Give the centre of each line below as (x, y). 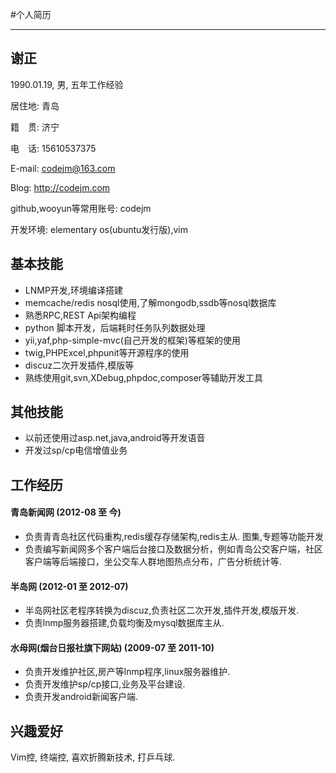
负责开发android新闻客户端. (81, 697)
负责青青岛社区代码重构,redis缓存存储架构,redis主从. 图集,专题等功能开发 (174, 537)
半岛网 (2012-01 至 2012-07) (69, 586)
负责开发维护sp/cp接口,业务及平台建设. (105, 684)
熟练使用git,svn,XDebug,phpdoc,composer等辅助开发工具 (144, 377)
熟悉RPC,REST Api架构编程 (80, 315)
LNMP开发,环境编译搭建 (73, 290)
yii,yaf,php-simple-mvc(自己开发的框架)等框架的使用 (132, 340)
